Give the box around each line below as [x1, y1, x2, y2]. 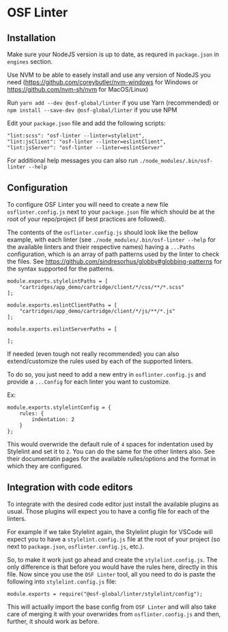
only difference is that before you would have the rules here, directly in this [7, 563, 218, 571]
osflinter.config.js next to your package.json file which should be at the [7, 207, 215, 216]
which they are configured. [7, 462, 83, 470]
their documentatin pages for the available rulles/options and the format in [7, 454, 216, 463]
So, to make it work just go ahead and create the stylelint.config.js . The [7, 555, 218, 564]
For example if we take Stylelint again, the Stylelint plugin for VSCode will [7, 527, 213, 535]
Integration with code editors [7, 481, 133, 494]
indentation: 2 [31, 416, 75, 422]
